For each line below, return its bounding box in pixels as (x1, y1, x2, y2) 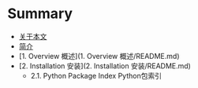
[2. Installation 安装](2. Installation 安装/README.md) (18, 60, 191, 71)
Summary (7, 5, 73, 23)
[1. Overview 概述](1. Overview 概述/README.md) (18, 51, 180, 60)
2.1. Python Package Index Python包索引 (30, 71, 163, 80)
